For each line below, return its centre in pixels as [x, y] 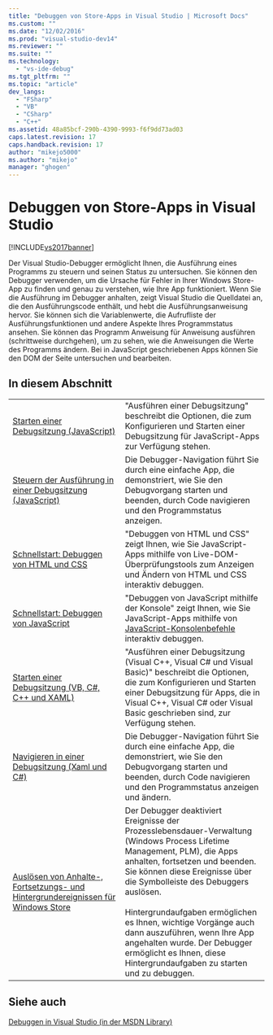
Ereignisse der [152, 820]
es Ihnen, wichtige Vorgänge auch [190, 922]
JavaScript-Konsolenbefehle [180, 628]
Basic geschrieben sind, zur [178, 713]
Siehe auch [37, 1002]
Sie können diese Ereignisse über [188, 871]
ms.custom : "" [32, 24]
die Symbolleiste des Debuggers [187, 881]
